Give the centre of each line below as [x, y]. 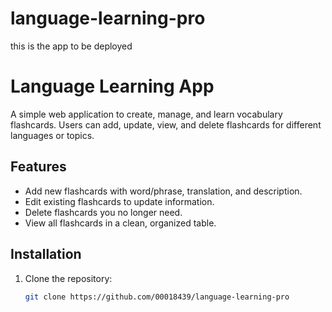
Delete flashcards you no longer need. [103, 212]
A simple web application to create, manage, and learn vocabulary [146, 114]
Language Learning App [112, 86]
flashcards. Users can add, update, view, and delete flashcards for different [166, 124]
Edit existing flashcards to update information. [119, 201]
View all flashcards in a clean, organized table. [120, 223]
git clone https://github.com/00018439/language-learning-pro [157, 297]
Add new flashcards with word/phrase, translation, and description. [163, 191]
